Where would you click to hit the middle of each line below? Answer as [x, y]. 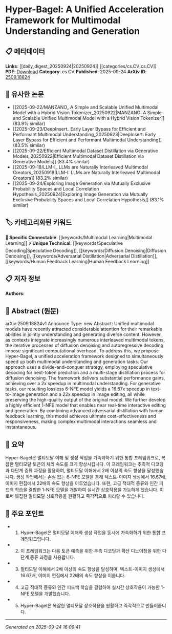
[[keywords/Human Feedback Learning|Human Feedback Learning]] [77, 261]
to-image [15, 394]
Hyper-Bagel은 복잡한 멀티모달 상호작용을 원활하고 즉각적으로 [82, 605]
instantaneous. [21, 427]
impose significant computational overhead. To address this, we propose [82, 351]
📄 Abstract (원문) [32, 311]
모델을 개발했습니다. [50, 594]
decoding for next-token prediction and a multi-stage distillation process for [85, 373]
